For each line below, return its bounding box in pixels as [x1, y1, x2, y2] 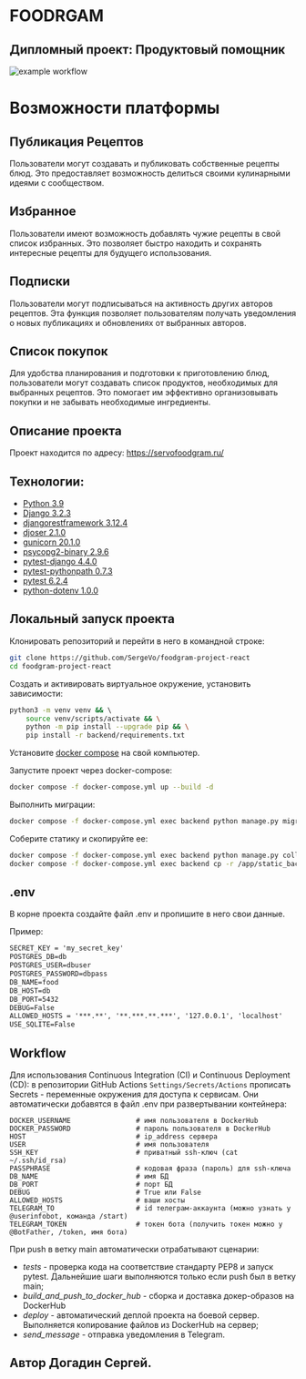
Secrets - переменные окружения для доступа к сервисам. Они [9, 1089, 260, 1099]
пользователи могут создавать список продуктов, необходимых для [9, 377, 279, 388]
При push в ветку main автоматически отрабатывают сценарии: [9, 1244, 260, 1254]
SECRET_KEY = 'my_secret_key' [9, 944, 125, 953]
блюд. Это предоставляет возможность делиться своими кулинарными [9, 168, 291, 179]
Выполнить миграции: [9, 799, 96, 810]
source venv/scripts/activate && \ [25, 714, 161, 723]
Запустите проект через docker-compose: [9, 765, 173, 776]
